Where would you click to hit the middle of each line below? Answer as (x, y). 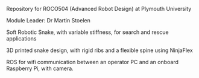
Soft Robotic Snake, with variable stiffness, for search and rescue (87, 32)
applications (21, 38)
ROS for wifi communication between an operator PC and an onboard (93, 62)
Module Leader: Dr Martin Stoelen (48, 20)
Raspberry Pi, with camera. (40, 68)
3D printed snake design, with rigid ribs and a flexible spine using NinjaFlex (99, 50)
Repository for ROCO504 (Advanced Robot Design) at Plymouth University (99, 9)
